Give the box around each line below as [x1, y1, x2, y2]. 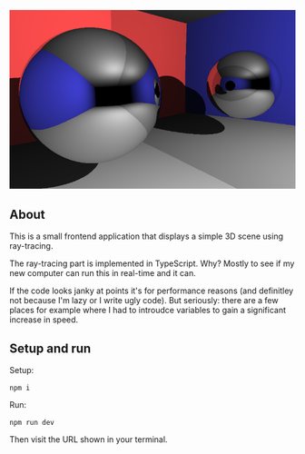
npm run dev [9, 418, 54, 427]
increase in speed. [9, 314, 79, 325]
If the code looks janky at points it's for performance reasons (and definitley [9, 285, 294, 296]
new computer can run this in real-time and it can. [9, 268, 197, 279]
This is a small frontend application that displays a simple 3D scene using [9, 231, 284, 242]
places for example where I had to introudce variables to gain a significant [9, 305, 286, 316]
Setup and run [9, 340, 92, 356]
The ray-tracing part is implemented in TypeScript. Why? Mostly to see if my [9, 258, 295, 269]
